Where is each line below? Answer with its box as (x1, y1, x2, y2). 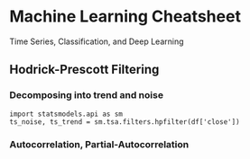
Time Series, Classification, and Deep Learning (9, 36, 184, 47)
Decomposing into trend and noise (9, 89, 164, 102)
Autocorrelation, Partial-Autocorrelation (9, 137, 190, 150)
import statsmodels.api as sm (9, 110, 124, 119)
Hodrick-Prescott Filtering (9, 62, 160, 77)
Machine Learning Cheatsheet (9, 6, 242, 27)
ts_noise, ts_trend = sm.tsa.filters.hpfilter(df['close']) (9, 117, 241, 127)
